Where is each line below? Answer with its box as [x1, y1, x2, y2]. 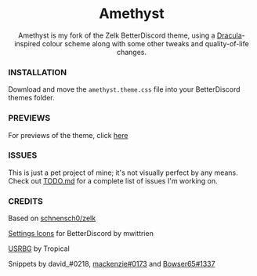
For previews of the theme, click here [8, 130, 128, 140]
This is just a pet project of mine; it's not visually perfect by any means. [8, 168, 238, 177]
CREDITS [8, 195, 43, 206]
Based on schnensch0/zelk [8, 213, 96, 223]
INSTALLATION [8, 67, 67, 78]
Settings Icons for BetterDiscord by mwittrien [8, 229, 154, 238]
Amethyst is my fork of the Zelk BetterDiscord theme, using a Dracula [18, 31, 243, 40]
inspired [14, 38, 41, 48]
